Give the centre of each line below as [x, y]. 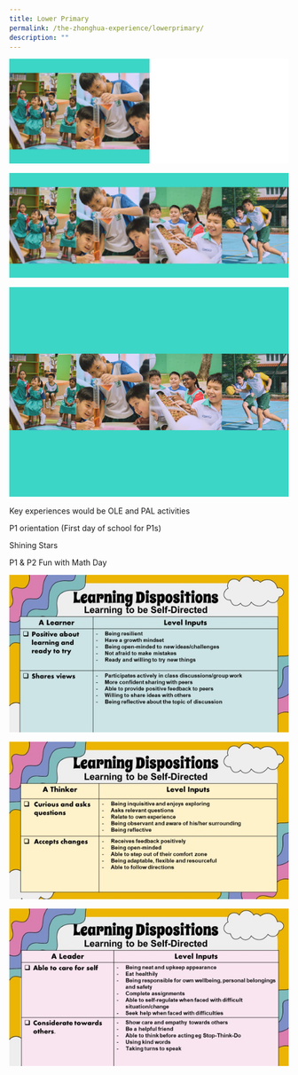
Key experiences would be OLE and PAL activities [100, 511]
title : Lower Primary [49, 19]
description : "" [39, 37]
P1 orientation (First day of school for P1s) [86, 529]
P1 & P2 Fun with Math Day [58, 562]
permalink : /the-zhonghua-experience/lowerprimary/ [106, 28]
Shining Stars [34, 545]
